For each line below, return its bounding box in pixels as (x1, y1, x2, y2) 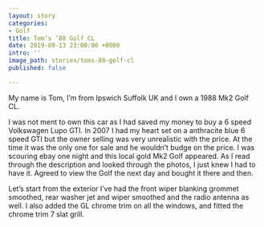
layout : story (8, 11, 56, 20)
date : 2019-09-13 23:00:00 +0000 (8, 42, 120, 50)
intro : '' (8, 49, 42, 57)
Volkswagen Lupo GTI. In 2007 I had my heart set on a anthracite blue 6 (8, 125, 246, 135)
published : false (8, 64, 67, 72)
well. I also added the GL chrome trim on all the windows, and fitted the (8, 201, 244, 210)
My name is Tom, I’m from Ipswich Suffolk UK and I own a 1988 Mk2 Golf (8, 93, 249, 103)
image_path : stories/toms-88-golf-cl (8, 57, 135, 65)
